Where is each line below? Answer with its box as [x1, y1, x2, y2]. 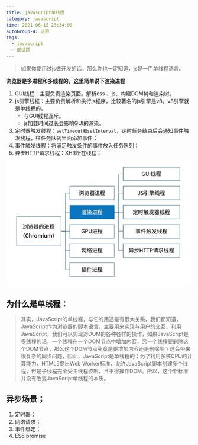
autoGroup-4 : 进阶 [6, 28, 50, 34]
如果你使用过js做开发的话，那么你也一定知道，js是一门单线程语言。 [20, 65, 184, 72]
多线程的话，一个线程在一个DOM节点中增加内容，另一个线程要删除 [20, 338, 184, 345]
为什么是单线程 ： [6, 299, 69, 309]
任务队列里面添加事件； [40, 134, 98, 142]
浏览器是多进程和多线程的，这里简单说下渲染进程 [6, 77, 125, 84]
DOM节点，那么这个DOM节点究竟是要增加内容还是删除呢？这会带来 [25, 345, 191, 353]
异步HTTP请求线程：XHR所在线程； [14, 149, 102, 156]
